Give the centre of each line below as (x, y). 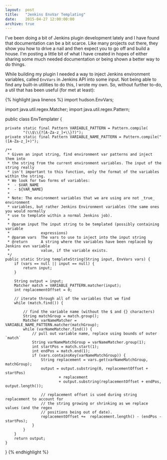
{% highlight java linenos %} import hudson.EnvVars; (59, 100)
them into (15, 159)
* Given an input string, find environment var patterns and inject (80, 155)
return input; (38, 268)
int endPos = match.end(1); (61, 351)
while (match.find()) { (39, 303)
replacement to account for (34, 399)
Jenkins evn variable (28, 246)
